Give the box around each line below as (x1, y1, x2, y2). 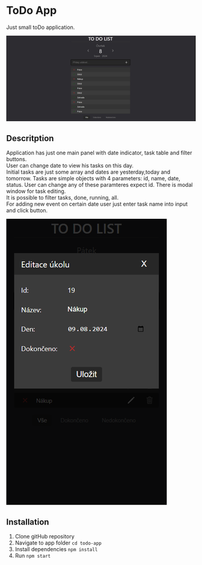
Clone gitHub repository (14, 532, 75, 540)
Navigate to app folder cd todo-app (14, 539, 102, 546)
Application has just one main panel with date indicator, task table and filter (6, 149, 192, 157)
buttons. (6, 156, 27, 163)
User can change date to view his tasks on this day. (6, 162, 134, 169)
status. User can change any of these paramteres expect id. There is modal (6, 181, 193, 189)
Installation (6, 517, 49, 527)
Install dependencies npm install (14, 545, 98, 552)
